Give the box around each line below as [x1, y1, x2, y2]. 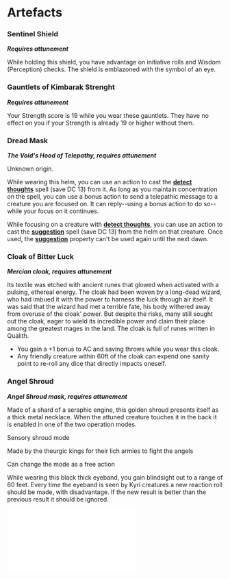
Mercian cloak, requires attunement [7, 267, 112, 275]
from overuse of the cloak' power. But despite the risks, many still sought [7, 310, 214, 318]
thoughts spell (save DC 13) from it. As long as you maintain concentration [7, 185, 218, 193]
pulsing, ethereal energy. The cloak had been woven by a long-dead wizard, [7, 288, 222, 296]
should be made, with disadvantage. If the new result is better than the [7, 488, 207, 496]
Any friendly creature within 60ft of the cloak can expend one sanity [16, 352, 210, 360]
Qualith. [7, 332, 29, 340]
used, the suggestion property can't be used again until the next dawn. [7, 235, 209, 243]
